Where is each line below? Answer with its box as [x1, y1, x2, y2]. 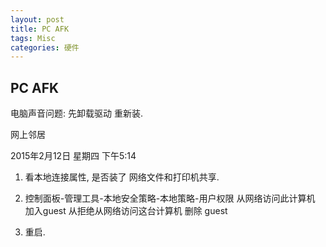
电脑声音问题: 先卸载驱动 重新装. [10, 107, 143, 120]
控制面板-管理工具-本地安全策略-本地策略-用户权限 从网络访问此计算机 [24, 192, 316, 205]
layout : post [10, 14, 65, 25]
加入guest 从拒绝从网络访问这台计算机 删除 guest [24, 205, 228, 217]
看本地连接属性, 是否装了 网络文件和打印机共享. [24, 171, 220, 183]
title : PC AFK [10, 24, 70, 34]
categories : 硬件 [10, 42, 80, 53]
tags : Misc [10, 33, 56, 43]
